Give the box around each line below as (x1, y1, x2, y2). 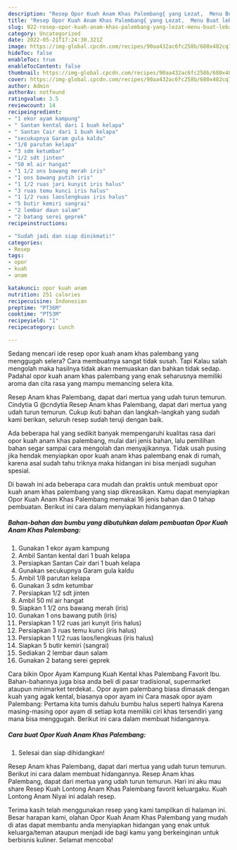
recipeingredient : (8, 108, 62, 115)
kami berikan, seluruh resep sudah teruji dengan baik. (8, 415, 164, 423)
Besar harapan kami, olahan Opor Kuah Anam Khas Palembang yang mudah (8, 813, 228, 821)
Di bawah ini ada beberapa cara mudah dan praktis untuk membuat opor (8, 480, 219, 488)
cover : (8, 75, 27, 83)
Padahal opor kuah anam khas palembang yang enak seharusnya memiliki (8, 371, 223, 380)
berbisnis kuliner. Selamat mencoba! (8, 835, 113, 844)
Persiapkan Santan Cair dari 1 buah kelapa (18, 558, 141, 567)
